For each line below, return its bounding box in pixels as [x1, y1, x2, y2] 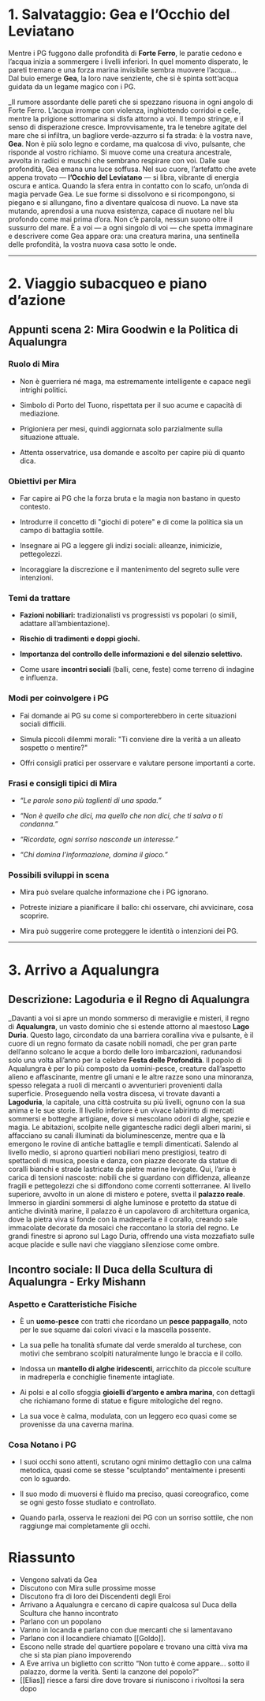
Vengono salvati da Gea [19, 1575, 98, 1584]
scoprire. [19, 911, 50, 920]
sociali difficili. [19, 719, 66, 729]
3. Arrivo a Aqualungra [8, 961, 160, 979]
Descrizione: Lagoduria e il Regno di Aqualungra [8, 992, 250, 1006]
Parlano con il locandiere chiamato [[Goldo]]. [19, 1634, 166, 1643]
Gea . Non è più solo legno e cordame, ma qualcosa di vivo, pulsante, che [8, 139, 246, 148]
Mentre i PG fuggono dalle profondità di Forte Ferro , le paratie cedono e [8, 48, 243, 58]
